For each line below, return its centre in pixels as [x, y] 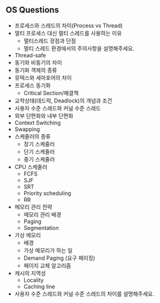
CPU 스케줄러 [31, 166]
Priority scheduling [47, 193]
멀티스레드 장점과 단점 [50, 41]
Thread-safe [30, 55]
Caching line [39, 287]
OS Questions [32, 10]
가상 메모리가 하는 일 [48, 250]
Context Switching [38, 123]
